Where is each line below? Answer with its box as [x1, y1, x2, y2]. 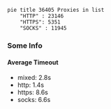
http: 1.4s [17, 81, 44, 90]
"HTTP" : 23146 [20, 12, 64, 19]
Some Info [7, 40, 43, 50]
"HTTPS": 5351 [20, 19, 61, 26]
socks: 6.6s [17, 96, 51, 104]
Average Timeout [7, 58, 59, 66]
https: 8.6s [17, 88, 49, 97]
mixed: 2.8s [17, 74, 51, 82]
